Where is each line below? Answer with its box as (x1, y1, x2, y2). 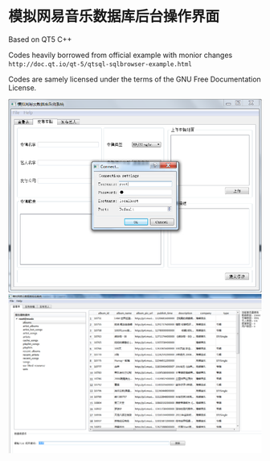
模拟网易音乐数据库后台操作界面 (8, 7, 220, 26)
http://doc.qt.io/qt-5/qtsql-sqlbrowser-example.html (8, 60, 193, 69)
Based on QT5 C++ (8, 34, 72, 44)
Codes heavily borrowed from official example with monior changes (8, 50, 233, 60)
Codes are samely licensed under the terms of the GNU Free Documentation (8, 74, 261, 84)
